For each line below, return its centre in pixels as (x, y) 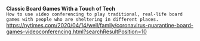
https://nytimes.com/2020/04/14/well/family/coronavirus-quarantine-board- (100, 25)
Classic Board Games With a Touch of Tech (61, 9)
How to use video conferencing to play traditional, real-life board (95, 14)
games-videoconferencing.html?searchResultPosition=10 (77, 31)
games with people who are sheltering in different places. (83, 20)
